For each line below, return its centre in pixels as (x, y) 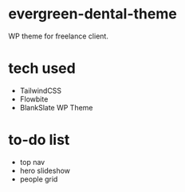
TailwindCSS (41, 90)
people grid (39, 179)
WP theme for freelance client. (59, 36)
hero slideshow (45, 170)
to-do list (39, 140)
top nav (32, 162)
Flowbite (34, 99)
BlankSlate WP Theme (56, 107)
